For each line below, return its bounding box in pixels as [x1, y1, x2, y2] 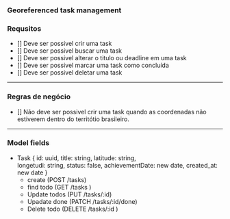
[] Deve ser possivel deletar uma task [16, 68, 123, 77]
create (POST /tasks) [27, 175, 87, 183]
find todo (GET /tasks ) [27, 183, 92, 191]
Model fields [7, 138, 50, 148]
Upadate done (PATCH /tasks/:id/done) [27, 197, 138, 205]
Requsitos [7, 23, 42, 33]
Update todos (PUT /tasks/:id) [27, 190, 112, 198]
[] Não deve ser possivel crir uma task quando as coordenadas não [16, 107, 207, 116]
